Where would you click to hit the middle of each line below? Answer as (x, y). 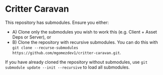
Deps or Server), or (32, 37)
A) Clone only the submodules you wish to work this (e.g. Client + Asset (85, 32)
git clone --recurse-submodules (45, 48)
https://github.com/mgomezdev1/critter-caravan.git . (67, 53)
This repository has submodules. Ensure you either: (57, 22)
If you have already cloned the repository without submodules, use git (76, 62)
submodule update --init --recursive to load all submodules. (67, 67)
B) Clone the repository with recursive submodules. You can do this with (85, 42)
